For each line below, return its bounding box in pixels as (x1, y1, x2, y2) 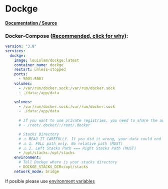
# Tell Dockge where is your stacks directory (18, 160, 117, 165)
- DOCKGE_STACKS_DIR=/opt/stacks (18, 164, 88, 169)
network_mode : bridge (14, 169, 59, 174)
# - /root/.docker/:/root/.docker (18, 123, 91, 128)
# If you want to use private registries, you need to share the (18, 118, 157, 123)
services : (5, 48, 26, 53)
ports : (14, 72, 28, 77)
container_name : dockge (14, 62, 64, 68)
